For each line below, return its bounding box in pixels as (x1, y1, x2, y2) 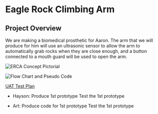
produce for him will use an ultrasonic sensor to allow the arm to (5, 43, 140, 49)
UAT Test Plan (5, 83, 35, 89)
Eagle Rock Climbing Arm (5, 4, 115, 15)
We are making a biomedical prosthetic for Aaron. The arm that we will (5, 37, 153, 43)
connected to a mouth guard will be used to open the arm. (5, 53, 127, 60)
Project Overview (5, 24, 62, 33)
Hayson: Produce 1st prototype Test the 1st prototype (12, 93, 125, 99)
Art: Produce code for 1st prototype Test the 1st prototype (12, 103, 134, 109)
